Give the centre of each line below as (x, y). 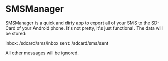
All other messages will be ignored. (42, 53)
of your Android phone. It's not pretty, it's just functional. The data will (90, 28)
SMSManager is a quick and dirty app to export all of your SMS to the (78, 23)
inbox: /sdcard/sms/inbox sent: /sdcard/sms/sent (57, 43)
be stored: (16, 33)
